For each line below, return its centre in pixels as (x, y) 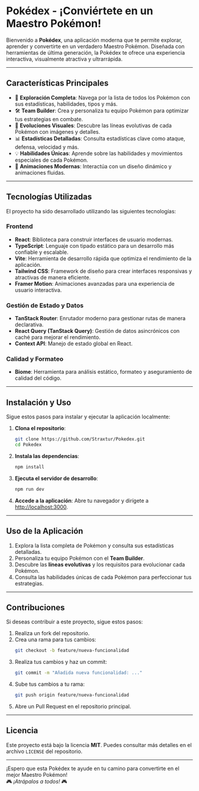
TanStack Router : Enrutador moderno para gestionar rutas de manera (100, 319)
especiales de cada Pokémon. (52, 160)
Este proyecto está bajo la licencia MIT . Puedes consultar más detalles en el (99, 745)
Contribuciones (36, 607)
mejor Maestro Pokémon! (37, 774)
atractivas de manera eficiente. (52, 277)
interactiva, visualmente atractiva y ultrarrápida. (65, 59)
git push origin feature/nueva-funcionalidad (72, 695)
